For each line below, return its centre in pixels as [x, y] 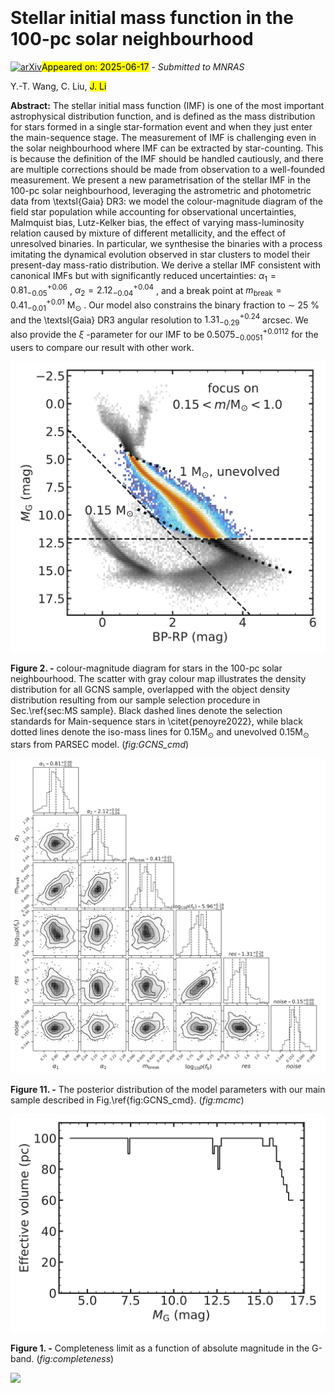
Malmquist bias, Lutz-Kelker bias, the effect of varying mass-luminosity [157, 222]
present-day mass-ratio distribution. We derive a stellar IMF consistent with [165, 265]
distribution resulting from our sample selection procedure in [135, 700]
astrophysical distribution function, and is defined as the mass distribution [163, 116]
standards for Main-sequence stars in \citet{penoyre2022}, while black [156, 721]
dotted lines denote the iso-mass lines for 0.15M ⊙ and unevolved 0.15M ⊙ [160, 732]
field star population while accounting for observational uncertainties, [153, 211]
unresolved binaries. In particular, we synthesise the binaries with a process [166, 243]
